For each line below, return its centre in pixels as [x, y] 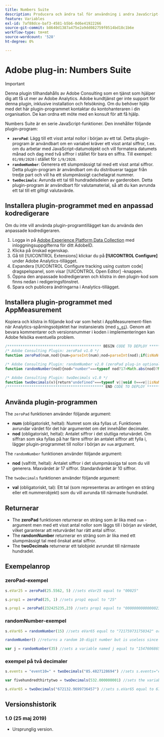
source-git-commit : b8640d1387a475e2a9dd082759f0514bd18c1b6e [70, 28]
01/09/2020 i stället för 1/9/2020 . [44, 159]
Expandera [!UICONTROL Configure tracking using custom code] [77, 266]
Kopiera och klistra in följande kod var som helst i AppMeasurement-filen [78, 322]
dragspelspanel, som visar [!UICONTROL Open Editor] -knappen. [77, 271]
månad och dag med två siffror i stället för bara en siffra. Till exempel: [82, 154]
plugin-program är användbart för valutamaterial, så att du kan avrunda [84, 185]
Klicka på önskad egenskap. [41, 250]
